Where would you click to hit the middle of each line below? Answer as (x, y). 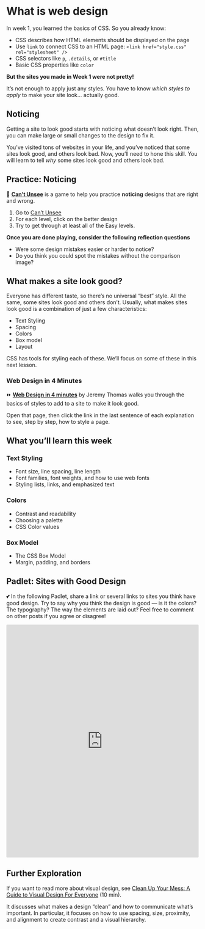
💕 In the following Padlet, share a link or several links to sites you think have (101, 596)
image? (24, 262)
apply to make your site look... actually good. (63, 95)
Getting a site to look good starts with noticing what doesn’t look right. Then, (103, 129)
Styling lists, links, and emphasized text (65, 484)
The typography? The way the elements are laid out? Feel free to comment (100, 610)
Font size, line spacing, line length (58, 472)
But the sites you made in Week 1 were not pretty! (70, 76)
